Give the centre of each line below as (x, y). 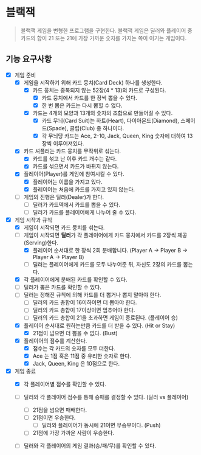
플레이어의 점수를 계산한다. (55, 341)
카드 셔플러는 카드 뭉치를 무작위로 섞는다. (72, 151)
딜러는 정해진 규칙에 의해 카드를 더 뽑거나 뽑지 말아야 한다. (92, 295)
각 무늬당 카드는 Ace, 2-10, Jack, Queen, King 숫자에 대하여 (114, 136)
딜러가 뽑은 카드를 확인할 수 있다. (62, 287)
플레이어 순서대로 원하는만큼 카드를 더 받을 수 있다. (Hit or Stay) (99, 325)
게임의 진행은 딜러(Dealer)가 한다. (64, 197)
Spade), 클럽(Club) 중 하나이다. (87, 128)
